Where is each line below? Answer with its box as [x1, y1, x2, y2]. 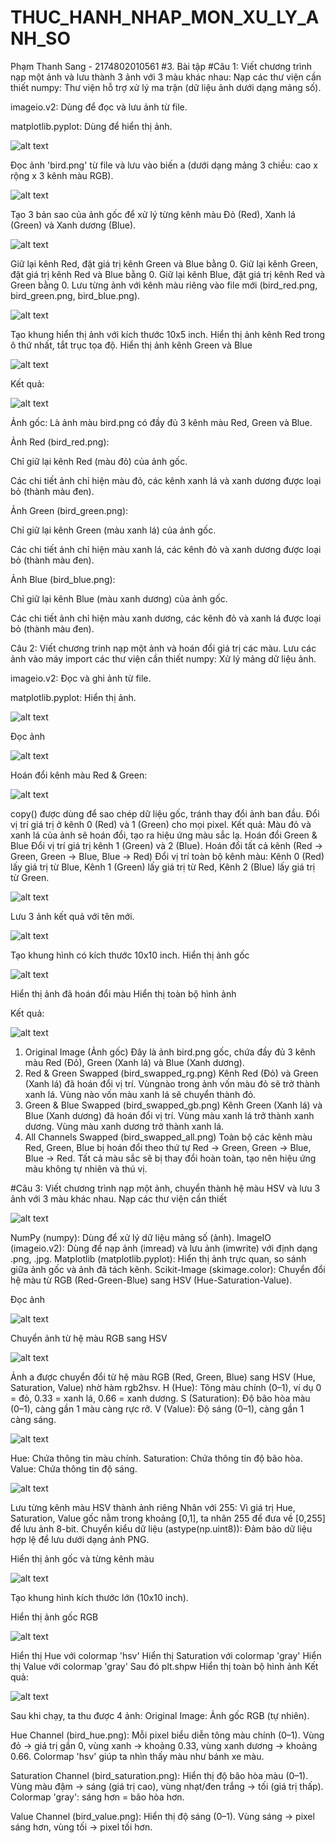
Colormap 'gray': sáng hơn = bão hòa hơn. [10, 1791, 185, 1803]
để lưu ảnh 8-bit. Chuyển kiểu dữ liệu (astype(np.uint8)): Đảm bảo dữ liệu [10, 1522, 313, 1535]
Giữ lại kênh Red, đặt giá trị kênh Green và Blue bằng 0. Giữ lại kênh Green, [10, 257, 319, 270]
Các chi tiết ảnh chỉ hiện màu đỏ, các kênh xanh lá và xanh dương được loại [10, 474, 322, 486]
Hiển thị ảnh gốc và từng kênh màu [10, 1552, 155, 1565]
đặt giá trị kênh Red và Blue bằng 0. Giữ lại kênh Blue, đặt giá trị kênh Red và [10, 268, 326, 280]
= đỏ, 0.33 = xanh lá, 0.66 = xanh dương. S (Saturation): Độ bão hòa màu [10, 1392, 311, 1404]
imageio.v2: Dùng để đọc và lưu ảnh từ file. [10, 101, 188, 113]
